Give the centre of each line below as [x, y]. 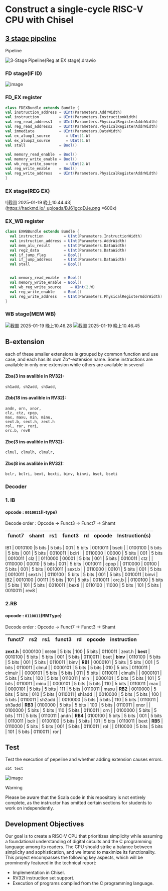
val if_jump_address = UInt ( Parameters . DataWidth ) [68, 260]
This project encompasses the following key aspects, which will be [74, 858]
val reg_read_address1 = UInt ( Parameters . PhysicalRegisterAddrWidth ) [81, 122]
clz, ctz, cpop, [22, 413]
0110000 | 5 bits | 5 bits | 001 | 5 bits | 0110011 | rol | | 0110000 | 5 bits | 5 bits [84, 726]
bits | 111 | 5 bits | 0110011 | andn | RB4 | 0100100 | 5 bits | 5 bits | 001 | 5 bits [83, 715]
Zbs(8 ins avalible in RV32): [35, 463]
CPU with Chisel [39, 20]
